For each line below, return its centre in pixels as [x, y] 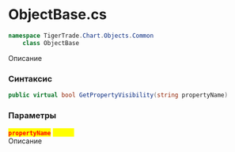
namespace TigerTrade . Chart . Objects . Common [81, 36]
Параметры [32, 115]
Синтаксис [30, 78]
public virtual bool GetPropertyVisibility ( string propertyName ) [118, 95]
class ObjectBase [51, 43]
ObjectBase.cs [57, 15]
